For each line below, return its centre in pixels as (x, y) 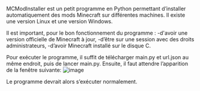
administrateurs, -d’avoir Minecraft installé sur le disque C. (79, 45)
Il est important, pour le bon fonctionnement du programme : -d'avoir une (97, 33)
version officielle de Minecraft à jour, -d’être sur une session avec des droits (100, 39)
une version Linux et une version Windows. (59, 21)
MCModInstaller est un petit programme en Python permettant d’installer (96, 9)
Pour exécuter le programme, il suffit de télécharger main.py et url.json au (98, 57)
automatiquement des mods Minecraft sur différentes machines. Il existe (96, 15)
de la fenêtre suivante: (34, 70)
